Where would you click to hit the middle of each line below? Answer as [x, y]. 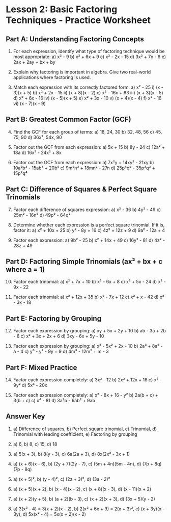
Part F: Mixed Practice [41, 367]
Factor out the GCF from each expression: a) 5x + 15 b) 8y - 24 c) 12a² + [89, 147]
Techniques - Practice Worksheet [78, 20]
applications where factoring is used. [52, 77]
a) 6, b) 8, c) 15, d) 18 [35, 444]
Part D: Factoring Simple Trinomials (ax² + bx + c [84, 262]
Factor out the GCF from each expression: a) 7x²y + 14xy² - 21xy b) [83, 162]
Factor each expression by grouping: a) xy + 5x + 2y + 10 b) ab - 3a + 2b [89, 331]
